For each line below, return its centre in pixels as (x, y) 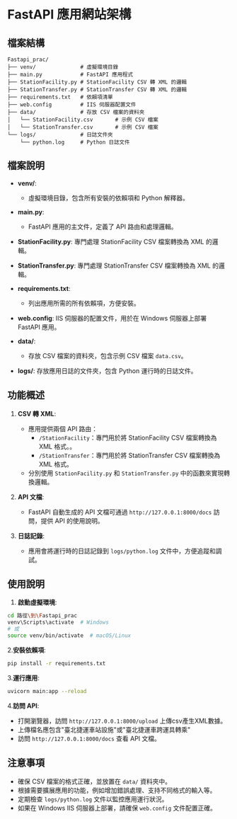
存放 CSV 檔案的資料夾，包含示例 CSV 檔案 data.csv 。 (108, 355)
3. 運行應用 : (24, 677)
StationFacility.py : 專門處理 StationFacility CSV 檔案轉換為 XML (111, 241)
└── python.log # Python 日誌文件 (75, 142)
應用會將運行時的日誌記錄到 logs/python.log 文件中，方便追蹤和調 (125, 551)
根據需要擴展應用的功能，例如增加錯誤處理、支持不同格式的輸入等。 (117, 790)
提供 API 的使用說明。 (72, 520)
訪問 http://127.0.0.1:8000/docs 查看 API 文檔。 (89, 738)
